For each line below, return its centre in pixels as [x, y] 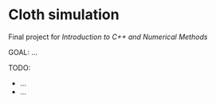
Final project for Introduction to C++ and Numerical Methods [108, 37]
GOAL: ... [23, 52]
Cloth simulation [64, 15]
